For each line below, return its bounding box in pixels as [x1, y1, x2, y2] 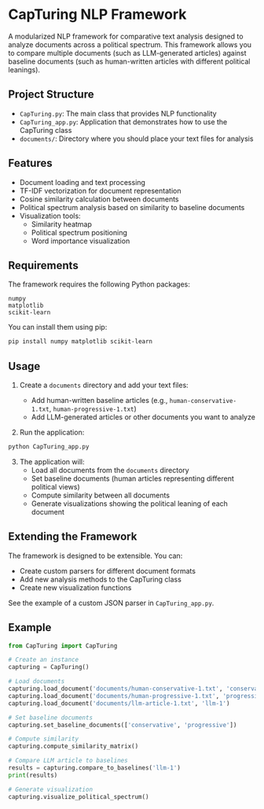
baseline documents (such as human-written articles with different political [8, 57, 251, 66]
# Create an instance [8, 656, 79, 664]
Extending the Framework [8, 530, 137, 544]
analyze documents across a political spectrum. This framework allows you [8, 39, 252, 49]
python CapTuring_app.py [8, 443, 90, 451]
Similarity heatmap [31, 219, 93, 229]
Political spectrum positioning [31, 227, 128, 237]
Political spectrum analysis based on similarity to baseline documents [19, 202, 245, 212]
